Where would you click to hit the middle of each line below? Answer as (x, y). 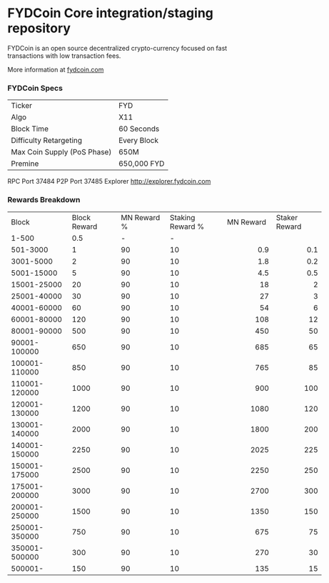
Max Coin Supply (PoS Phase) (61, 152)
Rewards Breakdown (44, 200)
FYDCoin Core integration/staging (111, 13)
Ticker (22, 106)
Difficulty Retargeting (47, 141)
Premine (25, 164)
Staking (183, 217)
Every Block (139, 141)
